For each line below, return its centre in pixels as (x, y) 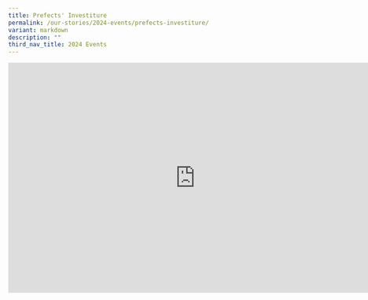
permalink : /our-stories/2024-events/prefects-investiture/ (109, 23)
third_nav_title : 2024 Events (58, 45)
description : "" (35, 37)
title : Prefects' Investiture (58, 15)
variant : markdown (38, 30)
